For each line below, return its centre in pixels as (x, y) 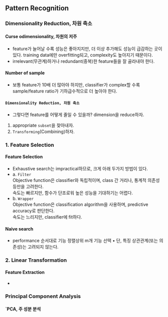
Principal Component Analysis (43, 296)
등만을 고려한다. (28, 187)
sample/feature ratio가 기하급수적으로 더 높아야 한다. (65, 91)
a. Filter (22, 174)
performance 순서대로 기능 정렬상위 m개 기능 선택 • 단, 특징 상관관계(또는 (85, 241)
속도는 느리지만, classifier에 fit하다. (47, 217)
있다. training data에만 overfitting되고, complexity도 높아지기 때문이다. (82, 55)
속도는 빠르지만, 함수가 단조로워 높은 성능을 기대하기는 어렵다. (73, 193)
